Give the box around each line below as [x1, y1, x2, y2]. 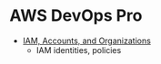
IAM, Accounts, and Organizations [22, 35, 152, 46]
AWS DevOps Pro [9, 5, 143, 26]
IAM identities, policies [35, 44, 122, 55]
